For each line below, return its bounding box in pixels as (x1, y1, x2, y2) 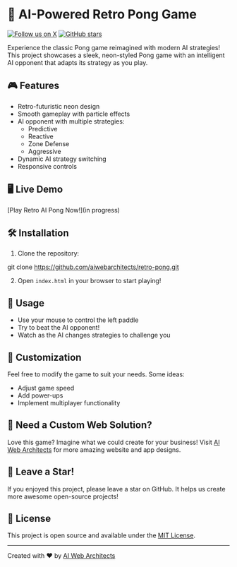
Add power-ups (17, 391, 63, 400)
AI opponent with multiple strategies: (17, 117, 125, 126)
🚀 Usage (7, 297, 44, 309)
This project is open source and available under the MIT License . (7, 531, 196, 539)
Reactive (28, 132, 54, 141)
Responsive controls (17, 162, 78, 170)
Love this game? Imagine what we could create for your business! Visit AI (7, 438, 220, 446)
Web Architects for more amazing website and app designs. (7, 445, 181, 454)
